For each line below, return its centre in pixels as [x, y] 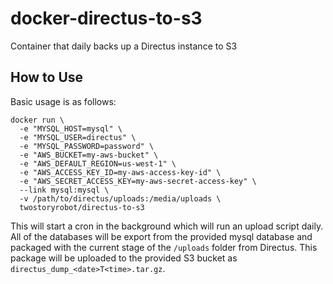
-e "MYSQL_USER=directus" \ [78, 137]
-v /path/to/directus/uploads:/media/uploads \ [120, 198]
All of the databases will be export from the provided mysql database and [161, 236]
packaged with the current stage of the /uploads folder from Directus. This [164, 247]
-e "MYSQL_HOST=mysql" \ [71, 128]
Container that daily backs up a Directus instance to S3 [124, 46]
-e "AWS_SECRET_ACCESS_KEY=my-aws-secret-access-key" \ [138, 181]
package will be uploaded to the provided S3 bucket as [124, 258]
